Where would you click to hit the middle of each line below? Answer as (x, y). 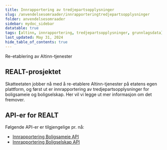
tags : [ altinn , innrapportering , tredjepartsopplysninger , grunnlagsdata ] (84, 33)
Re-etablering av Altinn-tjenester (39, 56)
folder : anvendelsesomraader (35, 19)
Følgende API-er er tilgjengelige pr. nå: (45, 127)
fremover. (15, 99)
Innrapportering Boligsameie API (45, 137)
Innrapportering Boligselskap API (46, 142)
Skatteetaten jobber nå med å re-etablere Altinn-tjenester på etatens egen (81, 84)
